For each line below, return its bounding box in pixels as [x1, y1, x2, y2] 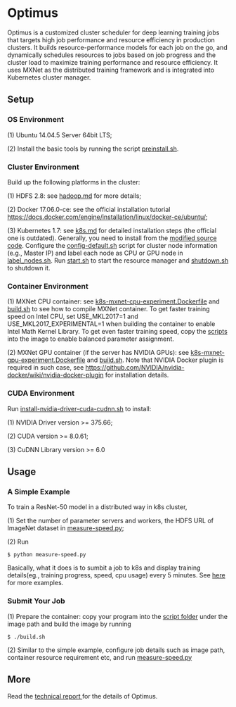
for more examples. [7, 579, 64, 587]
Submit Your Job [7, 596, 65, 606]
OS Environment [7, 115, 65, 125]
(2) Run [7, 537, 29, 546]
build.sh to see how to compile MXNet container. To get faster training [7, 305, 210, 313]
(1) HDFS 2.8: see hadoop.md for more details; [7, 192, 142, 200]
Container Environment [7, 281, 89, 291]
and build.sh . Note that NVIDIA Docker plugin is [86, 356, 224, 364]
